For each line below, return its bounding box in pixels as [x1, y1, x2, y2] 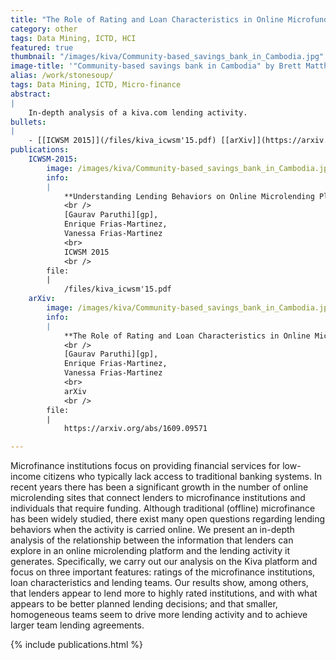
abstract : [10, 89, 52, 99]
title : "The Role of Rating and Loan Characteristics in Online [10, 14, 284, 25]
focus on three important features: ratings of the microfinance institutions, [10, 566, 316, 578]
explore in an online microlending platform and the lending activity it [10, 545, 290, 557]
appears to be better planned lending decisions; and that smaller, [10, 598, 278, 610]
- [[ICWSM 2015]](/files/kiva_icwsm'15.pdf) [28, 136, 217, 146]
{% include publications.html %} [10, 639, 144, 651]
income [10, 471, 42, 483]
